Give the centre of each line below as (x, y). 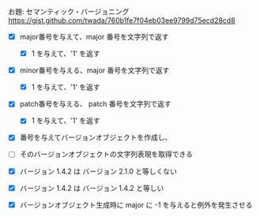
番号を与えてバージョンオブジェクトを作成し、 (96, 137)
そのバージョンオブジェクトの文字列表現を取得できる (106, 154)
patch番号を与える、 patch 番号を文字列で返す (95, 104)
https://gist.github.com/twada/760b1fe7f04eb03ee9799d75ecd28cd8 (122, 21)
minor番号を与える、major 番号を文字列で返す (94, 70)
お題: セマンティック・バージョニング (69, 11)
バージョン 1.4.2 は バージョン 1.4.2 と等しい (92, 188)
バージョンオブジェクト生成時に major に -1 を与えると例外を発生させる (136, 204)
